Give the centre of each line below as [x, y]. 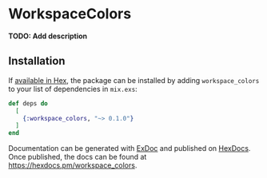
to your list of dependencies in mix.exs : [73, 89]
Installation [37, 61]
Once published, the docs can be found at [78, 157]
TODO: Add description [48, 36]
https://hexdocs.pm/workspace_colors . [73, 165]
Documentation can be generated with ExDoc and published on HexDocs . [130, 148]
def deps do [28, 103]
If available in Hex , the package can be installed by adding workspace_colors [134, 80]
